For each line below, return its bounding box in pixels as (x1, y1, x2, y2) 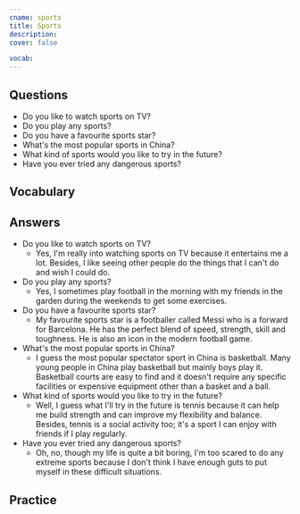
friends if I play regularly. (35, 428, 128, 439)
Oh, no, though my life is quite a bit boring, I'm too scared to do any (35, 448, 284, 459)
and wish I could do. (35, 267, 110, 278)
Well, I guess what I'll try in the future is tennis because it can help (35, 400, 279, 411)
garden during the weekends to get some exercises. (35, 296, 228, 307)
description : (9, 29, 58, 38)
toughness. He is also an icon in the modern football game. (35, 333, 253, 344)
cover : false (9, 38, 58, 47)
